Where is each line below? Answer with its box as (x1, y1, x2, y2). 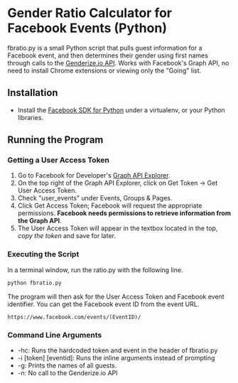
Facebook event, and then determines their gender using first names (7, 51, 208, 60)
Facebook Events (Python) (7, 20, 167, 36)
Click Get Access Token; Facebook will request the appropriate (17, 201, 202, 210)
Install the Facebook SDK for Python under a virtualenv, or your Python (17, 105, 225, 114)
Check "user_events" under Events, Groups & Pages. (17, 194, 173, 203)
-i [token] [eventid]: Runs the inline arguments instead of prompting (17, 353, 215, 362)
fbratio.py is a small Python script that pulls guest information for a (7, 43, 202, 52)
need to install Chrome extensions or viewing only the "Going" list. (7, 66, 202, 75)
